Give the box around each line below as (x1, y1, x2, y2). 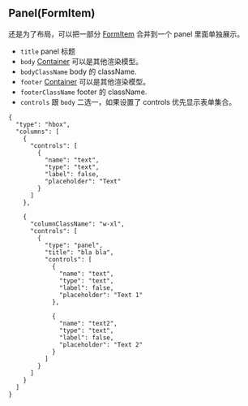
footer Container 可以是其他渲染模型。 (19, 76, 151, 86)
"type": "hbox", (15, 120, 71, 128)
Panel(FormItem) (8, 6, 96, 20)
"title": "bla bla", (44, 248, 114, 257)
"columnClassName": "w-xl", (29, 219, 126, 228)
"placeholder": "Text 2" (59, 340, 143, 348)
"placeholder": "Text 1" (59, 291, 143, 299)
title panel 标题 (19, 46, 75, 56)
